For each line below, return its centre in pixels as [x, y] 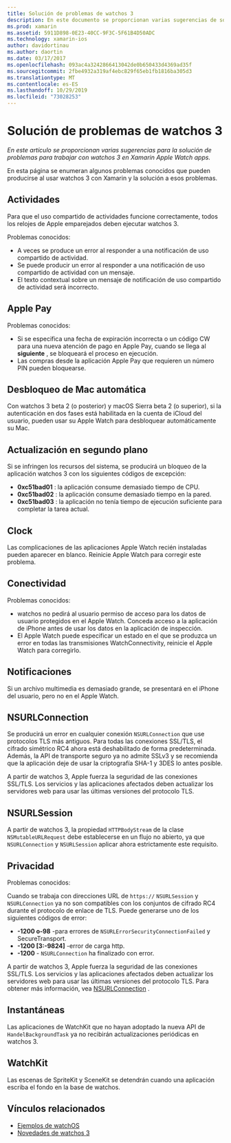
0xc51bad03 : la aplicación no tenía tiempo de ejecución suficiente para [119, 502]
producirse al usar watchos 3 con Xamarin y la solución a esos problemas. [112, 178]
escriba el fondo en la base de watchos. [64, 1087]
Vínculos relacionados [56, 1109]
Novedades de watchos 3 [53, 1133]
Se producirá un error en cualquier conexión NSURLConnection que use [106, 734]
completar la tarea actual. [53, 509]
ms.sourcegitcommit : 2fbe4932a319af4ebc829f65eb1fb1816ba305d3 [100, 71]
